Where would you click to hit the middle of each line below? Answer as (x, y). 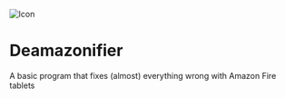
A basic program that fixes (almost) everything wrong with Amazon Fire (143, 75)
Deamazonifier (66, 51)
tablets (22, 85)
